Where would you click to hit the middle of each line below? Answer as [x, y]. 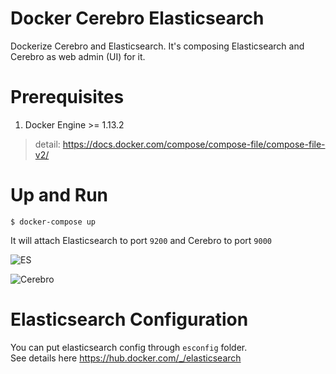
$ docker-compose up [53, 222]
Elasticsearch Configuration [129, 319]
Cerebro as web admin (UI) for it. [78, 56]
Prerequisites [67, 97]
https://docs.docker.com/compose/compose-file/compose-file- [194, 144]
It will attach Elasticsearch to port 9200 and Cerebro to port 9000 [141, 240]
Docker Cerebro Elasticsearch [137, 18]
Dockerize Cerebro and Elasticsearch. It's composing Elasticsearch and [157, 46]
